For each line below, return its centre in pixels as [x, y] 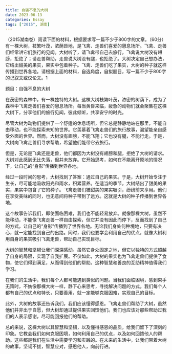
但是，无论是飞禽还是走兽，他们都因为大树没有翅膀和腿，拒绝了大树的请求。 [86, 153]
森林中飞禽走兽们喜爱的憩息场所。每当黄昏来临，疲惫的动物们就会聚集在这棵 [86, 106]
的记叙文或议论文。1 [26, 78]
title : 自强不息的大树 [27, 10]
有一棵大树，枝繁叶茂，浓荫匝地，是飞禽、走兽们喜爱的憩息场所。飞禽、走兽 [86, 46]
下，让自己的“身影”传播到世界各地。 [43, 166]
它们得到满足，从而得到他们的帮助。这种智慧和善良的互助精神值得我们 [93, 263]
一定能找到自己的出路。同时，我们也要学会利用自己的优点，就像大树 [90, 233]
